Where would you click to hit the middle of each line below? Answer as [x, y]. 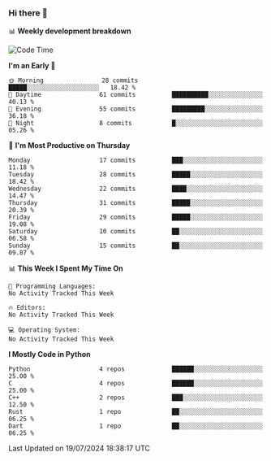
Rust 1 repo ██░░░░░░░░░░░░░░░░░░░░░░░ [136, 412]
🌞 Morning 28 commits [73, 80]
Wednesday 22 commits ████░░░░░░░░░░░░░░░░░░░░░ [136, 189]
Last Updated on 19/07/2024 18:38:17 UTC [79, 448]
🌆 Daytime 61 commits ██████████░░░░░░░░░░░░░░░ [136, 95]
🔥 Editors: [27, 308]
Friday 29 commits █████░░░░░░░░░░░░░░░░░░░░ [136, 217]
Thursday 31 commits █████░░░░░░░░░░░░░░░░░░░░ [136, 203]
